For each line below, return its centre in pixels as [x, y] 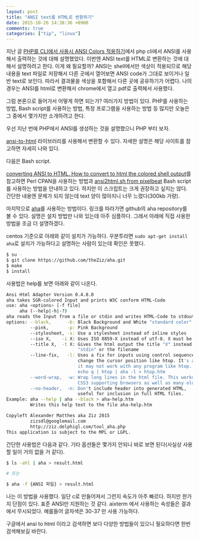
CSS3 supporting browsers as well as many [131, 383]
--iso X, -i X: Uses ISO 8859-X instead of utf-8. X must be [111, 339]
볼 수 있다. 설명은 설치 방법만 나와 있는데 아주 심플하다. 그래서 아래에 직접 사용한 [98, 216]
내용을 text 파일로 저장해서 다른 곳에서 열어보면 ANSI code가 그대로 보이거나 [95, 74]
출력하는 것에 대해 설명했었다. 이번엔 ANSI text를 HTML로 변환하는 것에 [100, 59]
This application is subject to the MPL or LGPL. [69, 432]
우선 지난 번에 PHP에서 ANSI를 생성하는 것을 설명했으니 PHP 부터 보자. [88, 129]
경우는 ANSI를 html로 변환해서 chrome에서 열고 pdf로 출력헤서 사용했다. [90, 88]
